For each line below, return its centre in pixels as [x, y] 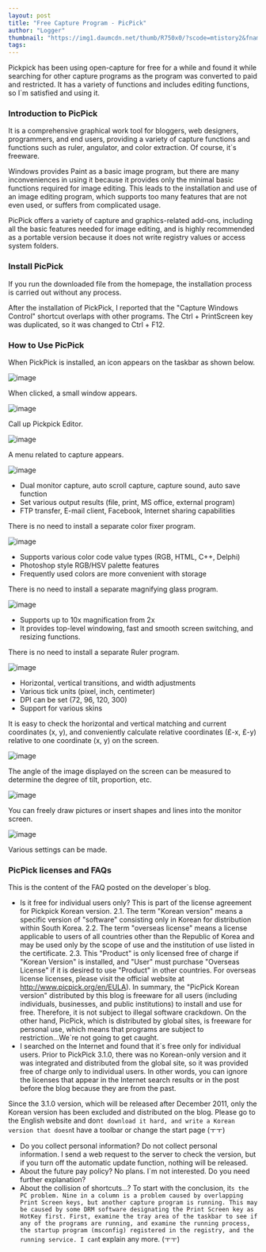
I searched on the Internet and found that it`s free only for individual [130, 1046]
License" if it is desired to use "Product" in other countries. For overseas [138, 970]
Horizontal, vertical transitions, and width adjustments [108, 683]
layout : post [30, 15]
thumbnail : [26, 38]
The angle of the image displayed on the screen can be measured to [120, 772]
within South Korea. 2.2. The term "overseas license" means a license [133, 928]
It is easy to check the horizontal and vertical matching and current [118, 724]
